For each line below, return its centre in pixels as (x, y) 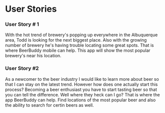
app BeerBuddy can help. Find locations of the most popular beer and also (81, 100)
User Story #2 (22, 68)
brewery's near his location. (33, 56)
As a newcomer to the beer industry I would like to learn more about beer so (82, 79)
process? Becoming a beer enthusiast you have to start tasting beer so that (81, 90)
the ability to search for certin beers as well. (50, 105)
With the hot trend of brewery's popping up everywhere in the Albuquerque (82, 35)
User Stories (31, 9)
